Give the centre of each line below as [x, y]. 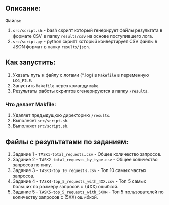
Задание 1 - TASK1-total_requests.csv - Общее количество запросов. [87, 154]
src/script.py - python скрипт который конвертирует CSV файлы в [85, 41]
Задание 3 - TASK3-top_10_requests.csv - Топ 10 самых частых [79, 170]
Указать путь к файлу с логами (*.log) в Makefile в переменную [81, 75]
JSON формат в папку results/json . [51, 46]
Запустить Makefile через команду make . [56, 85]
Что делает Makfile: [31, 104]
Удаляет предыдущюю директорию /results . [61, 115]
